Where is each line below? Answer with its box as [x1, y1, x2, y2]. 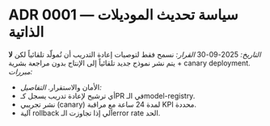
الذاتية [8, 23, 44, 41]
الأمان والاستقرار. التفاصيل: [19, 82, 103, 92]
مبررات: [8, 66, 33, 76]
